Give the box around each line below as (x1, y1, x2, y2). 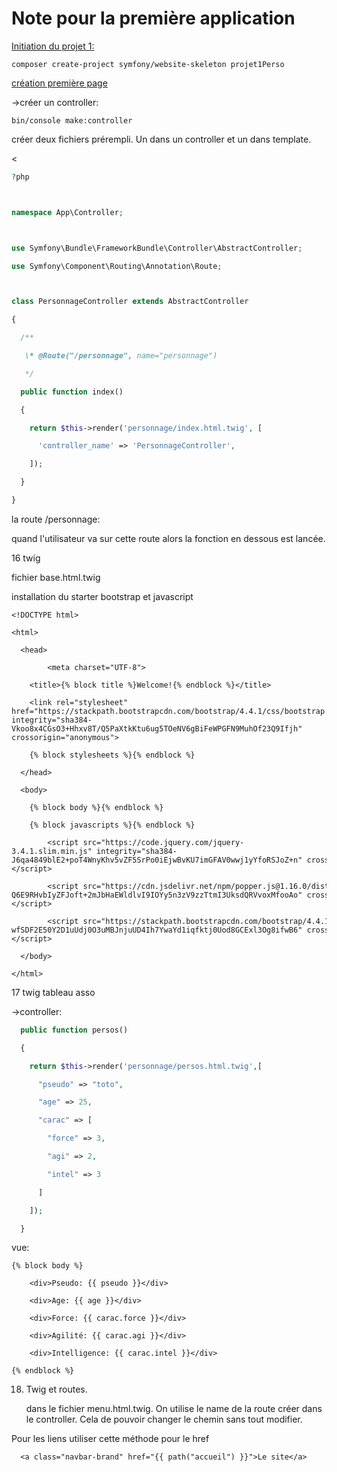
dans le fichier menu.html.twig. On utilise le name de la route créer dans (25, 1403, 323, 1415)
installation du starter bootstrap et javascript (11, 590, 194, 602)
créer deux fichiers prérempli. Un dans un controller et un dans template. (11, 133, 312, 145)
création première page (11, 77, 108, 89)
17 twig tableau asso (11, 986, 96, 998)
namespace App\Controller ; (11, 207, 124, 217)
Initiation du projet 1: (11, 40, 95, 52)
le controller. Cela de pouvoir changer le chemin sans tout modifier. (25, 1413, 303, 1426)
